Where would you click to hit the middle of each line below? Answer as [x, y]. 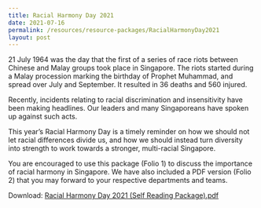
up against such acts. [43, 117]
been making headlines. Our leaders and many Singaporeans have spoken [129, 108]
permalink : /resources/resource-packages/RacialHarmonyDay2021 [114, 30]
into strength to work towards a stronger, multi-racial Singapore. [112, 148]
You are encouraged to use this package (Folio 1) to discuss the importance [130, 164]
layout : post [29, 37]
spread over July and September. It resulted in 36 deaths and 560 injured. [128, 85]
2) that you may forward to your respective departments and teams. [118, 181]
